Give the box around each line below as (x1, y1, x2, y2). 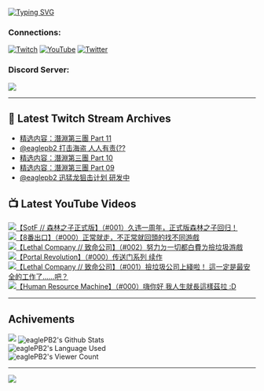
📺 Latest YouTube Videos (8, 197, 137, 210)
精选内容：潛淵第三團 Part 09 (19, 163, 115, 173)
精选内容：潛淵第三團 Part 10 (19, 153, 114, 163)
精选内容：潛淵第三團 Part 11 (19, 133, 112, 143)
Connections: (8, 27, 61, 38)
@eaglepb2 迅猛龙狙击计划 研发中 (19, 173, 130, 182)
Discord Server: (8, 64, 70, 75)
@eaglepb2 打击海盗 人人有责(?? (19, 144, 126, 153)
